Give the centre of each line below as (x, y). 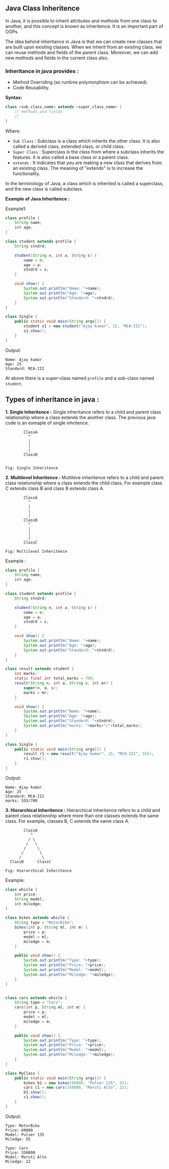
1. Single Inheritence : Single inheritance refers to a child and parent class (83, 412)
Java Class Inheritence (43, 8)
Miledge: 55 (18, 1139)
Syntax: (14, 98)
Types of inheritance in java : (52, 400)
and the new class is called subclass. (44, 189)
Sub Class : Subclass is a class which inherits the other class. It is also (86, 141)
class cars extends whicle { (36, 998)
